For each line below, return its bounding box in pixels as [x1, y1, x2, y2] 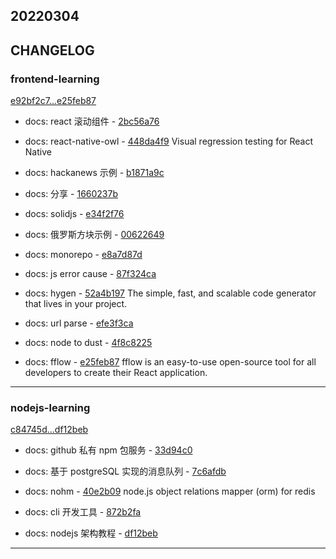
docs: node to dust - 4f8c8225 [24, 337, 153, 349]
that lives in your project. [24, 298, 128, 310]
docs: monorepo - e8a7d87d [24, 249, 143, 261]
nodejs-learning [10, 401, 91, 414]
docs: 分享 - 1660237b [24, 188, 119, 200]
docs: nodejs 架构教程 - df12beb [24, 527, 158, 539]
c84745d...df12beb [10, 424, 89, 436]
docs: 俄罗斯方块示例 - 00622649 [24, 229, 165, 241]
